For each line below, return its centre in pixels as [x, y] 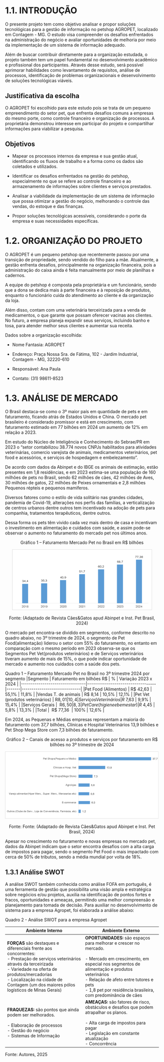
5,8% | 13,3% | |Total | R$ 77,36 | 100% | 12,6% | [55, 710]
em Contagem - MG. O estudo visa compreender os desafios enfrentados [79, 34]
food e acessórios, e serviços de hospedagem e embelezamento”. [72, 458]
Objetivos [20, 144]
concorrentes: [21, 953]
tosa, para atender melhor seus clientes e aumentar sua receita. [69, 325]
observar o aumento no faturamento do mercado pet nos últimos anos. [76, 533]
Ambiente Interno [44, 930]
